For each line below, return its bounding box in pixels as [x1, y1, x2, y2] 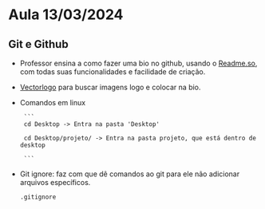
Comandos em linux [19, 98, 86, 107]
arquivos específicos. [19, 178, 91, 187]
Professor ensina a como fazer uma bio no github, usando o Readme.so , [19, 58, 258, 68]
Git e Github [8, 37, 69, 51]
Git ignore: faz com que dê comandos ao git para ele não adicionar [19, 169, 240, 179]
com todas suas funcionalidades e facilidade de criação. [19, 67, 206, 77]
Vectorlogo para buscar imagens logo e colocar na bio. [19, 82, 201, 92]
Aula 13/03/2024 [8, 6, 124, 24]
